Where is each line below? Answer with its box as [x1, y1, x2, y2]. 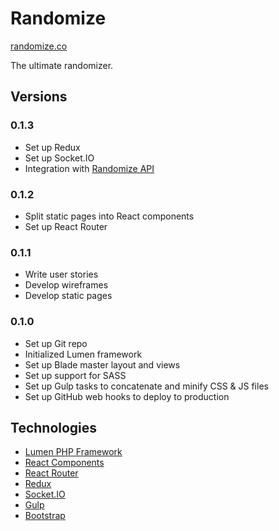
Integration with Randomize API [24, 162, 155, 174]
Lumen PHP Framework [24, 446, 123, 458]
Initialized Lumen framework [24, 348, 143, 360]
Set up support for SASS [24, 369, 127, 381]
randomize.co [10, 40, 68, 52]
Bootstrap [24, 510, 66, 522]
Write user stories [24, 268, 99, 281]
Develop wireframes [24, 279, 109, 291]
